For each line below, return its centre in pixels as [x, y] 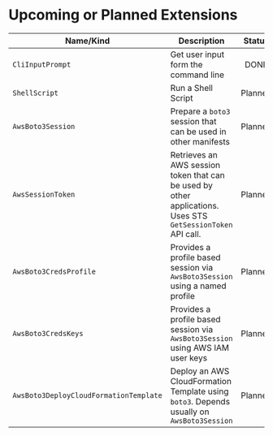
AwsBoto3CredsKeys [48, 333]
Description [201, 41]
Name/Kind [87, 41]
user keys [189, 357]
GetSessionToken [201, 224]
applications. [195, 205]
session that [193, 121]
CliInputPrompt [42, 64]
